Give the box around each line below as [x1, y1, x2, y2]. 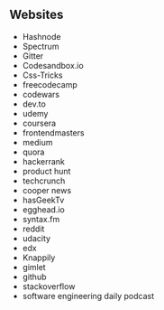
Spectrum [22, 41, 59, 52]
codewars [22, 89, 60, 99]
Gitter [22, 50, 44, 61]
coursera [22, 117, 57, 128]
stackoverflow [22, 280, 76, 292]
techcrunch [22, 175, 66, 186]
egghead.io [22, 203, 65, 215]
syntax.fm [22, 213, 60, 224]
